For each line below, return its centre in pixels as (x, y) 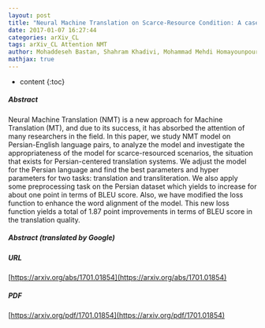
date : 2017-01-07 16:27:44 (52, 30)
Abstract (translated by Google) (62, 238)
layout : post (30, 15)
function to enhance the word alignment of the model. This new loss (119, 203)
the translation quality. (44, 219)
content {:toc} (42, 81)
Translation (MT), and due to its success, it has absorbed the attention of (127, 127)
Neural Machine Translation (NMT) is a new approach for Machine (116, 120)
